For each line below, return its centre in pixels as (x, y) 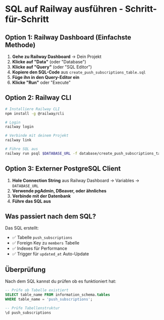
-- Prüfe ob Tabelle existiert (37, 290)
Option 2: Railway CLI (38, 98)
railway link (18, 140)
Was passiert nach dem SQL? (51, 216)
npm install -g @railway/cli (35, 113)
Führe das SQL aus (31, 201)
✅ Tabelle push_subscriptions (42, 238)
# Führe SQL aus (21, 149)
